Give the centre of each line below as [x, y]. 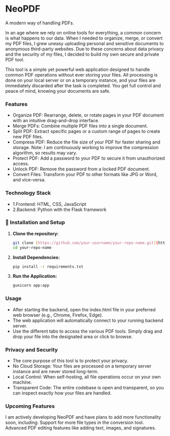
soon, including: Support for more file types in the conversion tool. [75, 423]
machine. [22, 382]
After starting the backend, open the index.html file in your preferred [84, 309]
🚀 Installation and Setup [35, 223]
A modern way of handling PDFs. [40, 23]
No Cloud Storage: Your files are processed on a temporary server [82, 366]
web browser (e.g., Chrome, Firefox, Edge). [58, 315]
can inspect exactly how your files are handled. [62, 393]
